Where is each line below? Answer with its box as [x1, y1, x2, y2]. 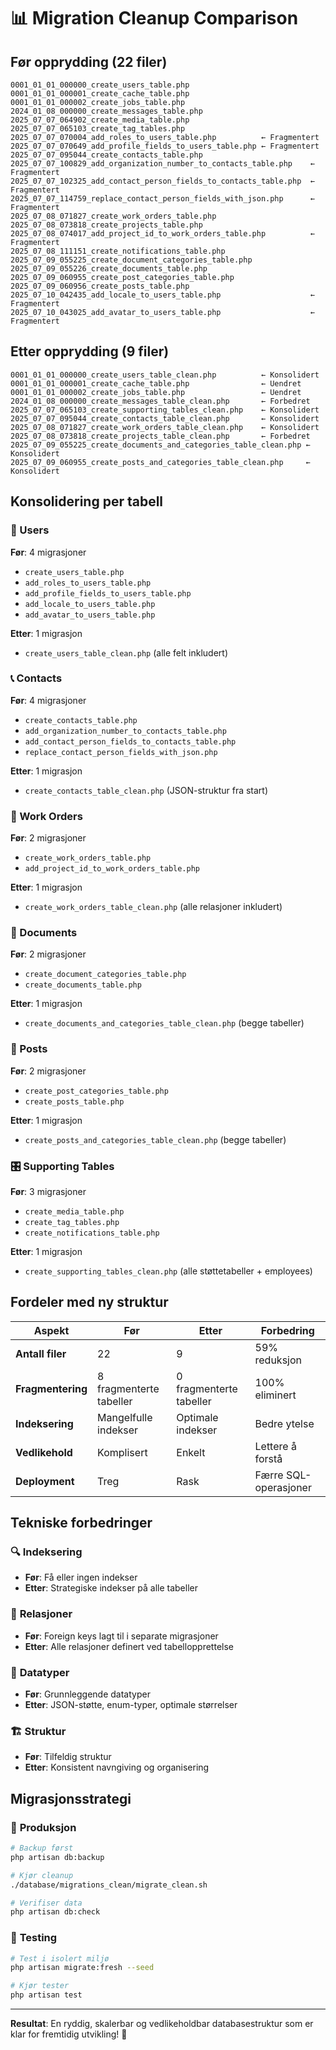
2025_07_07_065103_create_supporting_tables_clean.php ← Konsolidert [10, 405, 320, 415]
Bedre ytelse [254, 1416, 315, 1430]
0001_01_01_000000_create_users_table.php [10, 80, 190, 90]
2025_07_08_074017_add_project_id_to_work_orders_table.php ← [10, 229, 315, 239]
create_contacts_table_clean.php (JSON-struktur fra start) [24, 784, 269, 796]
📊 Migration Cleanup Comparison [10, 7, 299, 30]
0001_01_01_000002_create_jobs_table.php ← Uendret [10, 387, 302, 397]
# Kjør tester [10, 1981, 70, 1991]
